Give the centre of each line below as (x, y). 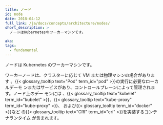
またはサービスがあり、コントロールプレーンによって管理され (89, 87)
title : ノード (18, 10)
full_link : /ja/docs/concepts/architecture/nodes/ (58, 23)
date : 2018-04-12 (23, 19)
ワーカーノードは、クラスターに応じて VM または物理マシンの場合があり (78, 75)
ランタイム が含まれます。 (35, 118)
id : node (14, 14)
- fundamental (24, 50)
